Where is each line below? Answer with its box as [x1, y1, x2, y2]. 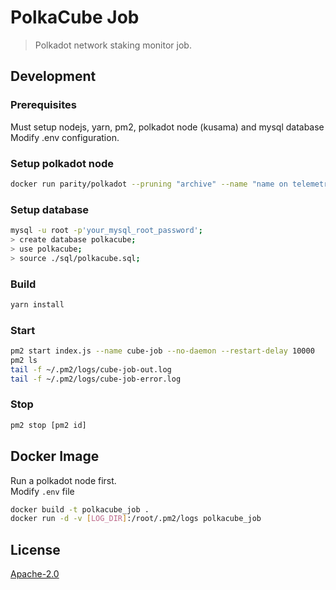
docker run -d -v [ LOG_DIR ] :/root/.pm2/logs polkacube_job [10, 514, 262, 524]
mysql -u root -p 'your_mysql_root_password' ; [10, 226, 203, 236]
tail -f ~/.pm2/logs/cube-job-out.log [10, 364, 172, 375]
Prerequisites [10, 98, 77, 112]
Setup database [10, 202, 90, 216]
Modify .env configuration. [10, 131, 120, 143]
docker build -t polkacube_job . [10, 504, 150, 515]
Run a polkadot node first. [10, 474, 117, 486]
